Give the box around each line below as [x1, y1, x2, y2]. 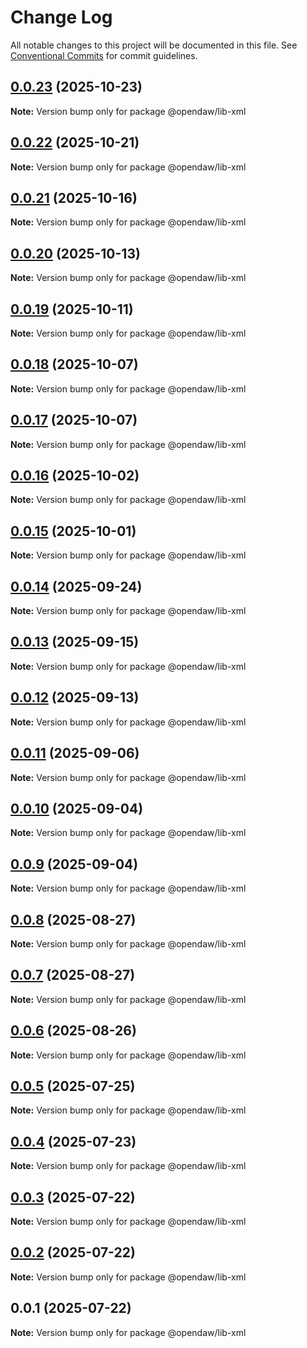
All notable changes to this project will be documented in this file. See [10, 39, 298, 51]
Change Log [10, 6, 113, 29]
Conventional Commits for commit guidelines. [10, 49, 198, 61]
